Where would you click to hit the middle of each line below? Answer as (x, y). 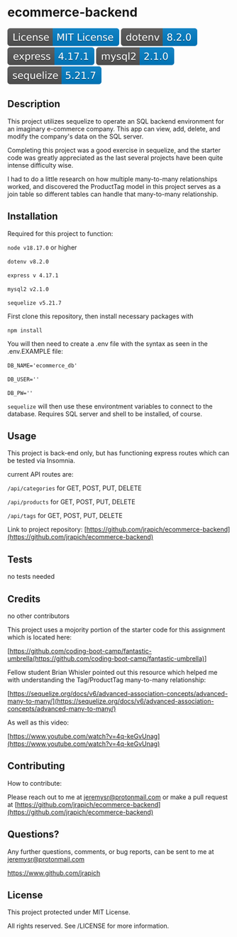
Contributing (36, 766)
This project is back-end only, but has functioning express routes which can (118, 453)
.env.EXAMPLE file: (35, 351)
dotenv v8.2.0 (28, 261)
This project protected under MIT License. (69, 912)
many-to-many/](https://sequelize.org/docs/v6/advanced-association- (111, 701)
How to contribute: (35, 783)
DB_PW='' (20, 393)
